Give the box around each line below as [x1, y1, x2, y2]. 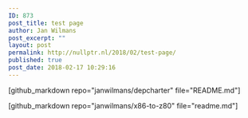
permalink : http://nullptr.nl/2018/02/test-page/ [8, 49, 177, 57]
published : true [8, 57, 62, 65]
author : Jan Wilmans [8, 26, 77, 34]
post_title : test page [8, 19, 84, 27]
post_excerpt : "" [8, 33, 66, 42]
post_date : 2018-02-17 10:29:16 [8, 64, 116, 72]
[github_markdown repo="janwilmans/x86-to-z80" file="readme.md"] [8, 100, 238, 110]
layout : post [8, 41, 52, 49]
